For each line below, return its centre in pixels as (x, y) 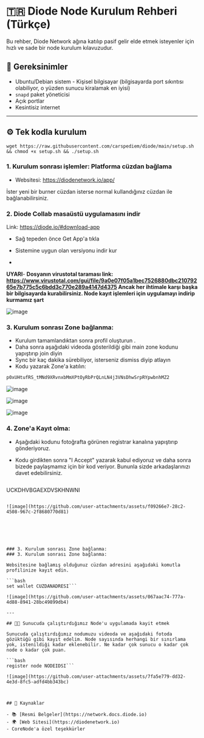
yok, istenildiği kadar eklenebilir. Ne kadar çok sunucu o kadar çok (97, 644)
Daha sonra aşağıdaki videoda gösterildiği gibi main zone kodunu (97, 347)
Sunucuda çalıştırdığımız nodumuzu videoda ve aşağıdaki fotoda (89, 634)
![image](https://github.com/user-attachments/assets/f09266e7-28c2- (96, 506)
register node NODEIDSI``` (40, 666)
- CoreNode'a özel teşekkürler (46, 729)
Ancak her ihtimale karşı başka (158, 287)
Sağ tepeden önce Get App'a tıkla (57, 239)
